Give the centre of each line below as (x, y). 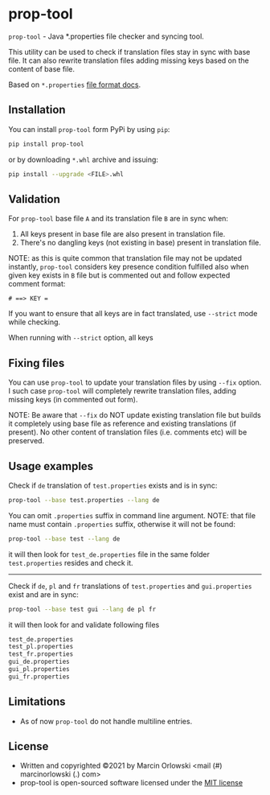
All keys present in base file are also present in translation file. (123, 234)
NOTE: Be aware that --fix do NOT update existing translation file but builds (135, 415)
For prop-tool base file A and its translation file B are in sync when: (119, 219)
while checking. (35, 322)
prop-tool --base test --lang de (64, 539)
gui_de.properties (39, 662)
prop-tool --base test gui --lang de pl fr (82, 609)
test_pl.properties (41, 647)
